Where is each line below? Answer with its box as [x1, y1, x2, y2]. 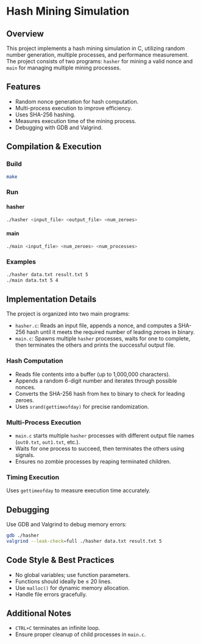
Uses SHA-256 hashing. [15, 111, 76, 118]
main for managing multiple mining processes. [6, 64, 121, 71]
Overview [6, 29, 44, 39]
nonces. [15, 383, 36, 391]
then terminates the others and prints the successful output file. [15, 341, 175, 349]
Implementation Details [6, 294, 97, 304]
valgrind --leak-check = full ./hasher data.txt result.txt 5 [6, 538, 163, 544]
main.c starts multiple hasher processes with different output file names [15, 431, 195, 439]
